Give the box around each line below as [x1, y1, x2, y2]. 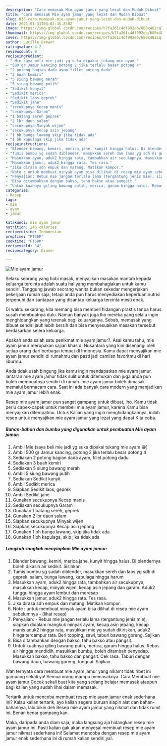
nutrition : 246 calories [5, 225, 57, 230]
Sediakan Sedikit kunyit [12, 476, 61, 482]
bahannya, [5, 705, 27, 711]
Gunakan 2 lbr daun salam [12, 513, 66, 519]
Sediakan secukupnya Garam [12, 502, 73, 508]
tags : [5, 197, 17, 202]
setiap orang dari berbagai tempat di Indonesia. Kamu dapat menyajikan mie [5, 348, 162, 354]
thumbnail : [5, 30, 28, 35]
